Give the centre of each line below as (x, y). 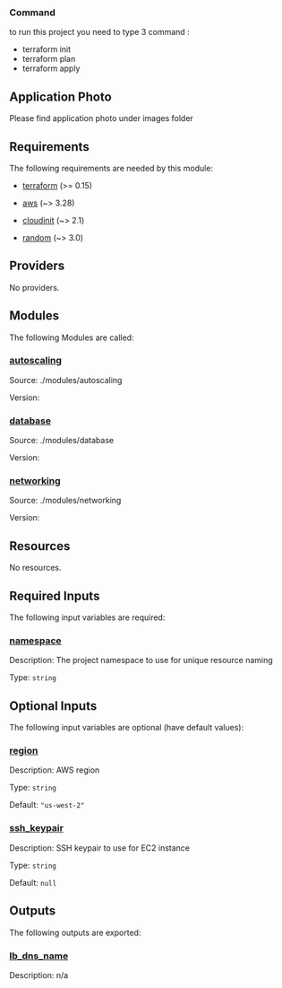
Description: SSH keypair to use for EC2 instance (100, 848)
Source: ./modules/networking (65, 501)
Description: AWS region (55, 770)
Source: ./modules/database (62, 441)
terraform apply (51, 68)
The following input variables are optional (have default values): (127, 728)
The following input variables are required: (87, 617)
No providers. (34, 287)
